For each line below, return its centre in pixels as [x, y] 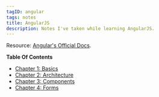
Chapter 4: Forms [37, 88]
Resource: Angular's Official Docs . [49, 46]
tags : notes [21, 17]
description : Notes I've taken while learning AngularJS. [80, 28]
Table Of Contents [30, 57]
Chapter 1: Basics [36, 69]
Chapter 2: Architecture [44, 75]
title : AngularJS [28, 23]
